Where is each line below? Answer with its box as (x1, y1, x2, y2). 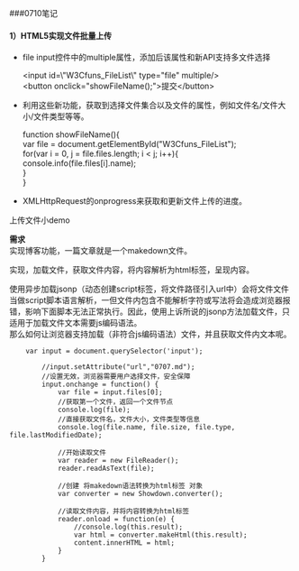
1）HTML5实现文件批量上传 (9, 30, 113, 41)
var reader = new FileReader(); (57, 456, 179, 465)
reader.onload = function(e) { (57, 515, 176, 524)
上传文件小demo (9, 215, 70, 226)
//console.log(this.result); (73, 522, 183, 532)
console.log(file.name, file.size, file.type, (57, 423, 236, 432)
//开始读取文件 (57, 448, 106, 457)
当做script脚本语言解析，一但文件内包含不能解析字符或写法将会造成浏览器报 (9, 295, 291, 306)
